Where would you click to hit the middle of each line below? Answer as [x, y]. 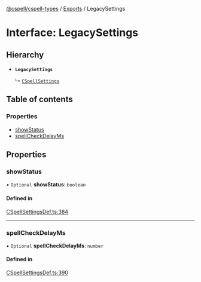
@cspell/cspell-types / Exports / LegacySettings [66, 9]
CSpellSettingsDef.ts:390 [37, 273]
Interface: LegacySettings [72, 33]
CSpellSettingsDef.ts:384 [37, 211]
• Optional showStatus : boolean [46, 185]
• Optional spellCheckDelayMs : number [55, 246]
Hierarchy [25, 55]
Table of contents [39, 99]
